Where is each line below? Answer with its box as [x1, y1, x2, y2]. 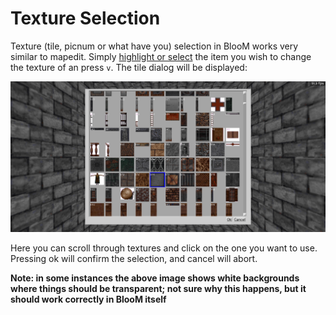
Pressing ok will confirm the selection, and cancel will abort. [10, 252, 258, 264]
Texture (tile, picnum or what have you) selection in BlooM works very [10, 40, 299, 52]
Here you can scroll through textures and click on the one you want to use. [10, 242, 318, 254]
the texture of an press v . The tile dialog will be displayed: [10, 61, 248, 73]
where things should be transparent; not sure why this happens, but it [10, 282, 307, 294]
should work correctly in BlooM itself [10, 293, 167, 305]
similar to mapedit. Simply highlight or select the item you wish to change [10, 50, 312, 62]
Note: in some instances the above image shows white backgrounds [10, 272, 300, 284]
